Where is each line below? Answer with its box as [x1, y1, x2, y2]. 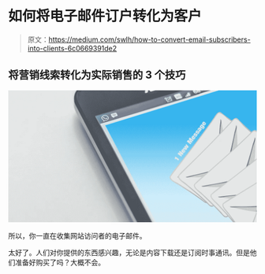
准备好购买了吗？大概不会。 [14, 257, 105, 268]
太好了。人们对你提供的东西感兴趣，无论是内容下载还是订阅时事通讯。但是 [8, 248, 250, 257]
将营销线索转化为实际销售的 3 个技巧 [8, 68, 186, 82]
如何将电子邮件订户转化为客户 [8, 7, 203, 25]
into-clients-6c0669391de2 [27, 43, 118, 53]
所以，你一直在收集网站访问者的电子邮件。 [8, 231, 147, 241]
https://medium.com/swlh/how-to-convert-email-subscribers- [48, 35, 251, 44]
